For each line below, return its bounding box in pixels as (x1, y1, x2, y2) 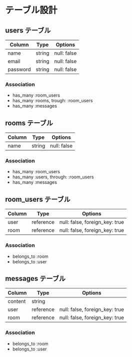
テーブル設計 (5, 5, 57, 16)
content (7, 298, 26, 305)
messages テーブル (5, 274, 66, 283)
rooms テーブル (5, 119, 53, 127)
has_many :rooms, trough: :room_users (12, 98, 93, 104)
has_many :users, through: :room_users (12, 174, 94, 180)
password (7, 66, 31, 73)
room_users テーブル (5, 195, 71, 203)
